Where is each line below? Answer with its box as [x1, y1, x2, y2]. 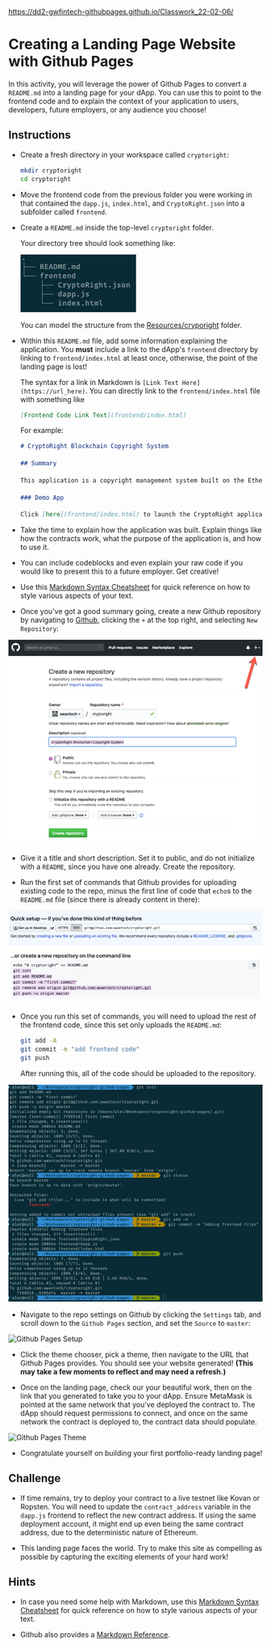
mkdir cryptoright [19, 166, 82, 175]
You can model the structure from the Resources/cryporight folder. [19, 320, 242, 330]
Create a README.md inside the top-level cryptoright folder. [19, 222, 214, 232]
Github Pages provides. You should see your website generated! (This [19, 1358, 254, 1368]
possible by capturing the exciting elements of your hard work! [19, 1552, 229, 1561]
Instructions [8, 129, 71, 142]
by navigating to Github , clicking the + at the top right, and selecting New [19, 615, 258, 625]
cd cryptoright [19, 175, 72, 183]
